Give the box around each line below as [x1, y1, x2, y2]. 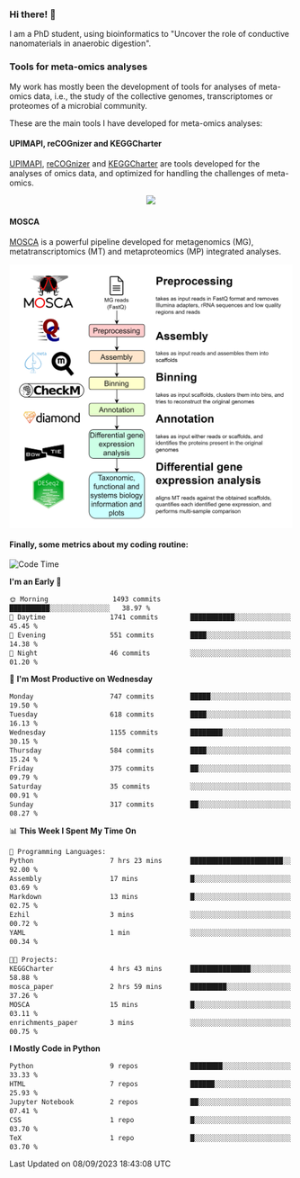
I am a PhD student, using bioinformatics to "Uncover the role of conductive [9, 29, 290, 40]
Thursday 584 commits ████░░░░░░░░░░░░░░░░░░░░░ [9, 746, 292, 755]
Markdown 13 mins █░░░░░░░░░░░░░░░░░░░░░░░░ [9, 893, 292, 902]
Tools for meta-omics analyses [9, 60, 148, 73]
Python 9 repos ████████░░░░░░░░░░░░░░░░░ [9, 1062, 292, 1071]
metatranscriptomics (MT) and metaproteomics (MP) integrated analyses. [9, 247, 282, 256]
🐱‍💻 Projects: [9, 956, 58, 965]
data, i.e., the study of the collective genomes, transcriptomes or [33, 90, 274, 102]
